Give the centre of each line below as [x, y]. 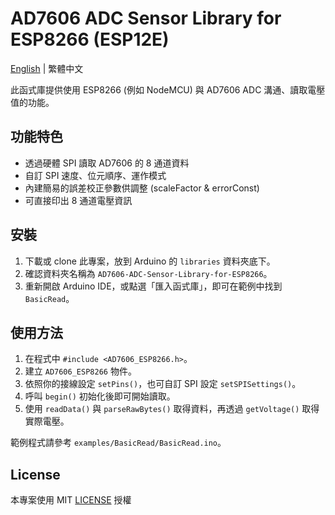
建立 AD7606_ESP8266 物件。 [80, 371]
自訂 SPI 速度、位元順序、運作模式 [95, 175]
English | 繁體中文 [47, 68]
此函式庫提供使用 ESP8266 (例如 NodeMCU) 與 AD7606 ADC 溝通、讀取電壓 [168, 89]
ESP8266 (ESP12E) [90, 39]
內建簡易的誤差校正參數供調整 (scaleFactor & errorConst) [142, 188]
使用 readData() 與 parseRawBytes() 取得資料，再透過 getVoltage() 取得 [172, 409]
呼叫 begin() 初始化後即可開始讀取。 [100, 396]
